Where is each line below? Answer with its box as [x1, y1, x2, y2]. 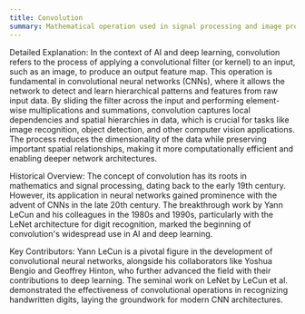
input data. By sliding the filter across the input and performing [9, 94, 244, 105]
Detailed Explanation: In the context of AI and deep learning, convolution [9, 46, 280, 57]
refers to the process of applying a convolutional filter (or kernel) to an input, [9, 56, 296, 67]
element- [245, 94, 280, 105]
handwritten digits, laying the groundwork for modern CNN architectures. [9, 294, 283, 305]
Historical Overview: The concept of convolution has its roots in [9, 170, 248, 182]
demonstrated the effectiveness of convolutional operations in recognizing [9, 284, 289, 295]
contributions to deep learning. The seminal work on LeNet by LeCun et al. [9, 274, 289, 286]
